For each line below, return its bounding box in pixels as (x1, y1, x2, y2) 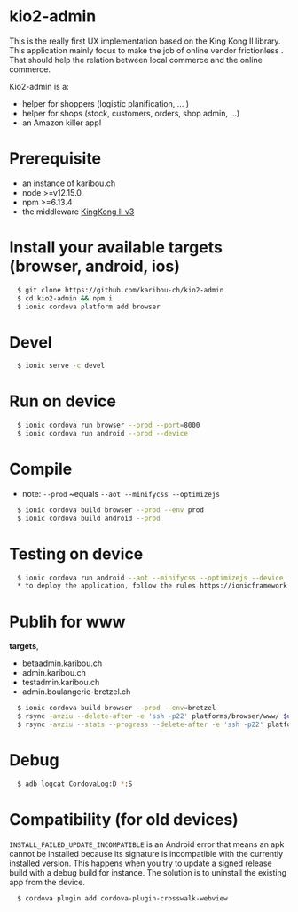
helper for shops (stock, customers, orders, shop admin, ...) (21, 108, 240, 118)
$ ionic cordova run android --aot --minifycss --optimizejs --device (17, 573, 284, 582)
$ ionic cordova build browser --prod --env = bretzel (17, 704, 216, 713)
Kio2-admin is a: (9, 81, 69, 92)
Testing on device (9, 544, 144, 564)
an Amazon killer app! (21, 117, 102, 128)
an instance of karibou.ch (21, 178, 116, 188)
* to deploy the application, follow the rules (17, 581, 197, 590)
